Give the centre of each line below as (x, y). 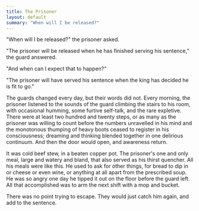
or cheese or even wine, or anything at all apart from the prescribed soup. (97, 172)
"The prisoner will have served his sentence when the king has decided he (97, 80)
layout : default (26, 17)
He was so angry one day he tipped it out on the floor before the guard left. (98, 179)
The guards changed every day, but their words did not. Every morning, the (98, 98)
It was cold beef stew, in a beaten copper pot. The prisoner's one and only (97, 154)
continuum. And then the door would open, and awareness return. (87, 142)
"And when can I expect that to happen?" (56, 69)
